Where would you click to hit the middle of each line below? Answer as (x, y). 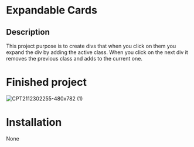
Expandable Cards (52, 10)
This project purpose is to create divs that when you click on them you (91, 46)
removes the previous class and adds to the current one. (74, 59)
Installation (34, 123)
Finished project (46, 82)
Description (28, 32)
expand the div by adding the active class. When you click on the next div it (97, 52)
